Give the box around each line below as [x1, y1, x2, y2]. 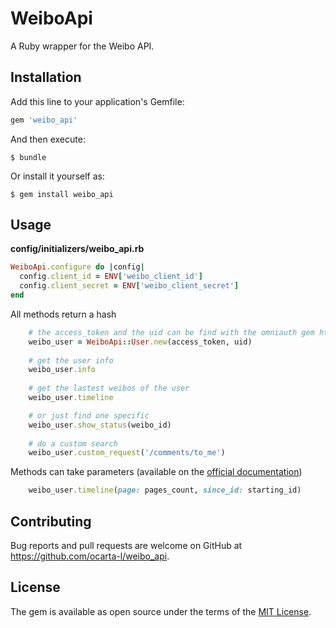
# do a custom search [28, 438, 118, 449]
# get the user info [28, 355, 114, 366]
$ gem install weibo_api [10, 189, 114, 199]
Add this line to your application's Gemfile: [10, 95, 185, 107]
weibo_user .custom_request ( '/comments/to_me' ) [28, 448, 226, 458]
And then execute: [10, 133, 86, 145]
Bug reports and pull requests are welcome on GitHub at [10, 540, 243, 551]
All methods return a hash [10, 308, 117, 320]
